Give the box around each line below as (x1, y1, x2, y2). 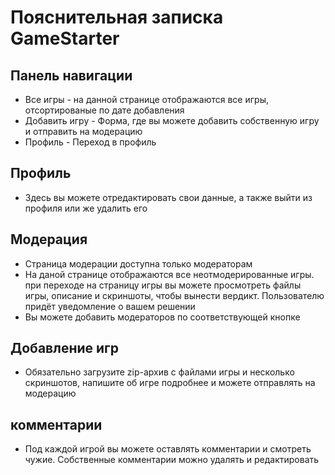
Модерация (10, 231, 88, 248)
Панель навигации (10, 67, 133, 84)
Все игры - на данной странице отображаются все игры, (24, 94, 269, 105)
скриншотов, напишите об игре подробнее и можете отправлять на (24, 377, 316, 389)
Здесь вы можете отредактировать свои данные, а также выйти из (24, 191, 313, 203)
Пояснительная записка (10, 6, 224, 29)
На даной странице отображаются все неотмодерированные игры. (24, 268, 315, 280)
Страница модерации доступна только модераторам (24, 257, 253, 270)
